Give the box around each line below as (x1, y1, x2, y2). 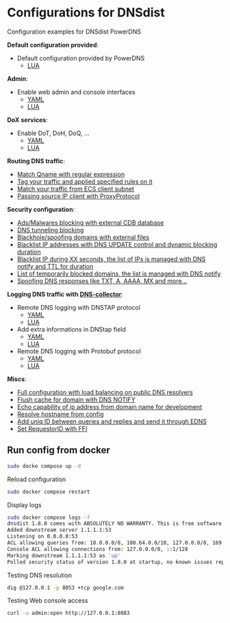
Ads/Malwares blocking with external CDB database (16, 218, 164, 227)
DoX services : (7, 115, 48, 124)
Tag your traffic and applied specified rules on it (16, 177, 153, 186)
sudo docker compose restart (7, 488, 90, 495)
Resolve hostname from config (16, 410, 104, 418)
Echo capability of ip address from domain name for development (16, 402, 203, 411)
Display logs (7, 500, 42, 509)
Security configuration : (7, 205, 75, 213)
